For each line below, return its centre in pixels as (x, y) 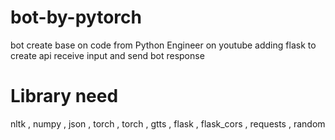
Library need (64, 96)
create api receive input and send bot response (107, 55)
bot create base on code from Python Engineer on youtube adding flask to (163, 45)
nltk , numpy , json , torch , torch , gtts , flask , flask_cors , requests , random (168, 123)
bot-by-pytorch (76, 17)
